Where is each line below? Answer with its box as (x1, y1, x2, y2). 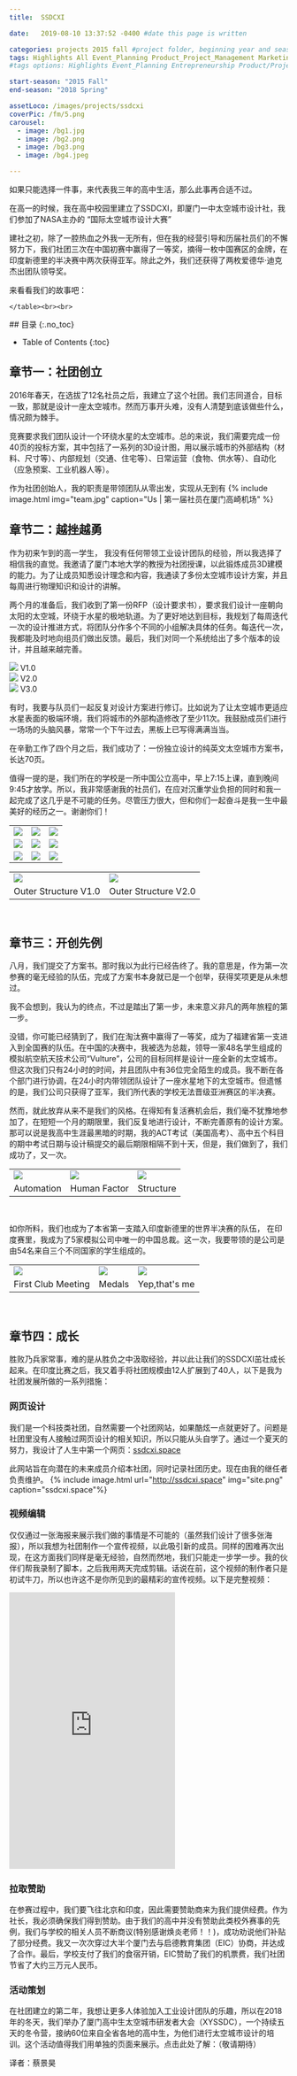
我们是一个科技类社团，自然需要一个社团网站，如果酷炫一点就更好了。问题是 (9, 1422, 288, 1432)
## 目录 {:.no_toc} (9, 320, 75, 329)
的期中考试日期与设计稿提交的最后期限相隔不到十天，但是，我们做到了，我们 (9, 1138, 288, 1149)
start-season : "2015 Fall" (9, 77, 109, 87)
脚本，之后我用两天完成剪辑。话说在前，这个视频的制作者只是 (63, 1563, 288, 1573)
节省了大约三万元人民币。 (9, 1960, 103, 1971)
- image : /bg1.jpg (17, 126, 86, 135)
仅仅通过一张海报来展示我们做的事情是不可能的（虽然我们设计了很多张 (9, 1529, 265, 1540)
